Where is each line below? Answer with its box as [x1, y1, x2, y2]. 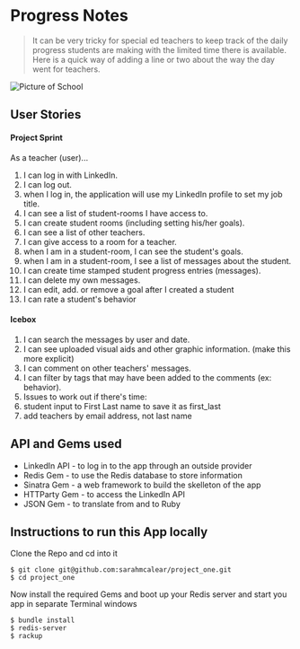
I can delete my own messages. [22, 275, 141, 285]
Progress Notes [10, 5, 128, 26]
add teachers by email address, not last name [22, 410, 192, 421]
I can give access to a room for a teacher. [22, 236, 178, 247]
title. [22, 198, 40, 209]
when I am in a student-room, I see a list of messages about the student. [22, 255, 292, 266]
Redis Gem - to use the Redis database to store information [22, 469, 243, 480]
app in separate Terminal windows [10, 599, 137, 610]
